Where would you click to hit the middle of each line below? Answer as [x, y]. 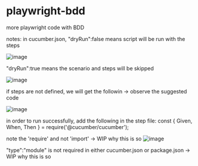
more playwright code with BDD [45, 27]
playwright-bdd [46, 11]
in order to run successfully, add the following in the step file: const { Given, [99, 121]
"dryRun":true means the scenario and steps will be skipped [80, 68]
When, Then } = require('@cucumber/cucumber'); [68, 127]
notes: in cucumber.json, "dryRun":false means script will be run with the [96, 39]
